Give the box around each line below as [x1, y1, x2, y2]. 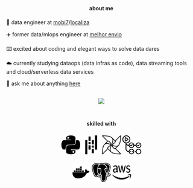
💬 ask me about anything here [6, 80, 81, 87]
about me [89, 5, 113, 12]
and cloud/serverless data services [6, 68, 94, 76]
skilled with [86, 120, 116, 127]
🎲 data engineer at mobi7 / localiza [6, 19, 90, 26]
